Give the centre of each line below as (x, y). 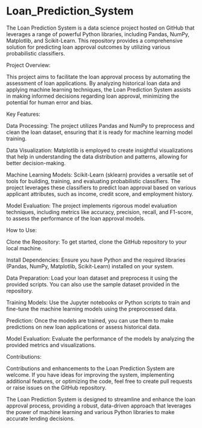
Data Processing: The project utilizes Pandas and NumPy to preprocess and (100, 125)
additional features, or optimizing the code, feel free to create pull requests (99, 381)
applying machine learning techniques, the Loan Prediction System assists (99, 89)
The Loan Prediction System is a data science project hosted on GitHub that (100, 28)
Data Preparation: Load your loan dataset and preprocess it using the (92, 278)
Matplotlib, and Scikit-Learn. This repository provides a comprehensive (94, 40)
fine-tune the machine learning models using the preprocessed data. (92, 309)
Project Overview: (29, 65)
